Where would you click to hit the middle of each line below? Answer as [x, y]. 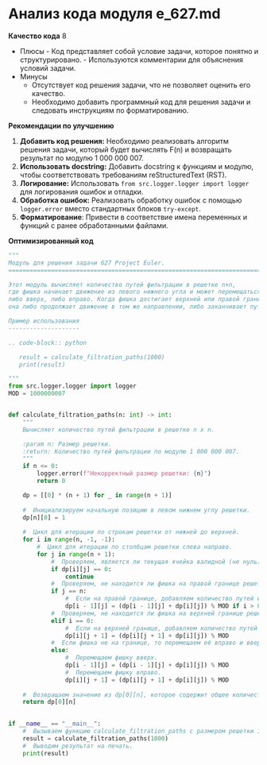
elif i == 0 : [72, 620]
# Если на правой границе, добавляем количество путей [159, 599]
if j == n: [69, 591]
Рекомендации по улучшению [61, 126]
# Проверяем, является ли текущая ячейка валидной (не [145, 562]
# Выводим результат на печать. [78, 746]
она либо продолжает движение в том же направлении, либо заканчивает [128, 307]
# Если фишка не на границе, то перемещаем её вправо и [147, 643]
